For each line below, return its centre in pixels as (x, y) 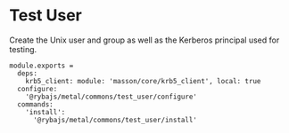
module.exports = (41, 66)
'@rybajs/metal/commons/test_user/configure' (111, 97)
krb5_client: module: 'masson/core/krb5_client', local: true (143, 81)
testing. (23, 49)
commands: (35, 104)
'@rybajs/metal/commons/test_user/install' (115, 120)
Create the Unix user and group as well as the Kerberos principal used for (144, 40)
